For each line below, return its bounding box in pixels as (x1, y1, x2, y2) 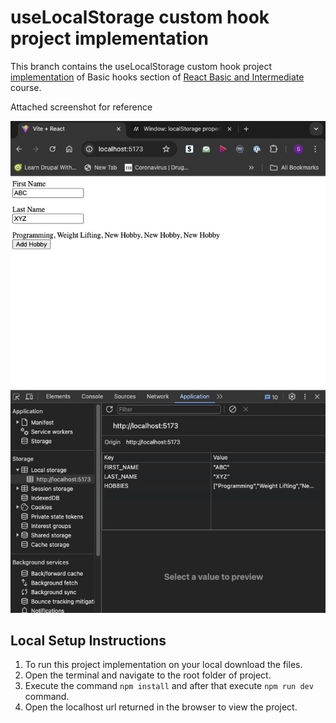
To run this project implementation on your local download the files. (24, 659, 303, 671)
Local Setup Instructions (10, 632, 167, 650)
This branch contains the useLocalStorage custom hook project (10, 60, 273, 72)
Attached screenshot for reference (10, 101, 153, 113)
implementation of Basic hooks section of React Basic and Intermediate (10, 71, 305, 83)
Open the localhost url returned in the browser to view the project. (24, 701, 298, 713)
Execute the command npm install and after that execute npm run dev (24, 680, 314, 692)
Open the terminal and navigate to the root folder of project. (24, 669, 272, 681)
